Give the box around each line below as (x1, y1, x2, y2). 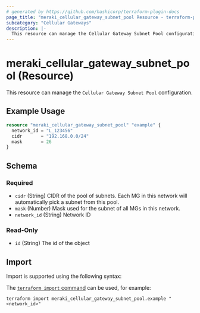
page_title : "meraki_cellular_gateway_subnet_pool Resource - (6, 14, 164, 20)
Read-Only (6, 226, 39, 234)
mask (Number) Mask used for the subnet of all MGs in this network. (14, 204, 180, 212)
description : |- (6, 25, 46, 32)
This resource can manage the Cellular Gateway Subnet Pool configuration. (6, 89, 193, 96)
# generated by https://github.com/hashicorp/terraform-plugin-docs (6, 8, 180, 15)
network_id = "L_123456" (11, 128, 73, 134)
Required (6, 178, 33, 187)
